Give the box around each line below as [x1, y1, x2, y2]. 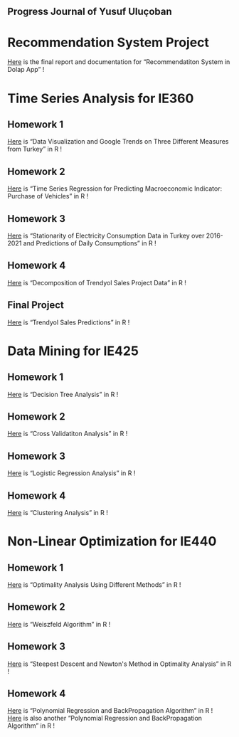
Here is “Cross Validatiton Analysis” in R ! [7, 430, 128, 438]
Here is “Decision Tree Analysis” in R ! [7, 390, 119, 398]
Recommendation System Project [7, 34, 210, 51]
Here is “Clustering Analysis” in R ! [7, 509, 109, 517]
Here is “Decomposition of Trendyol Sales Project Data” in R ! [7, 278, 187, 287]
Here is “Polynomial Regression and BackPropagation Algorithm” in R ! [7, 706, 213, 715]
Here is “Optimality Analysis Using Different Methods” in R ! [7, 580, 181, 589]
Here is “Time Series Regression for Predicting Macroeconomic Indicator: [7, 184, 223, 193]
